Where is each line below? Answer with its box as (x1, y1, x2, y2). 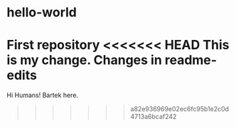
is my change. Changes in (6, 52, 163, 68)
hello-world (6, 4, 77, 21)
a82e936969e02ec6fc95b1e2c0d (130, 105, 229, 113)
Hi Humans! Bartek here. (6, 91, 79, 100)
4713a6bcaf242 (130, 112, 177, 121)
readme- (164, 52, 218, 68)
